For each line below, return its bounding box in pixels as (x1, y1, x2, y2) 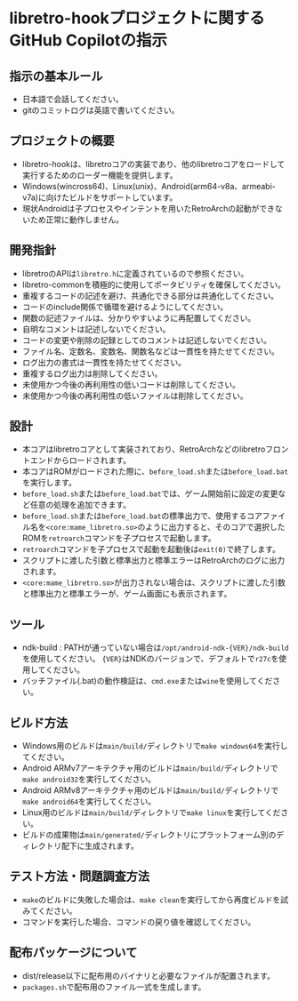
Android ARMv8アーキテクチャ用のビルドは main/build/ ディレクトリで (21, 785, 279, 796)
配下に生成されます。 (60, 841, 140, 852)
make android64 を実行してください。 (21, 797, 157, 807)
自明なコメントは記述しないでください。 (21, 324, 171, 334)
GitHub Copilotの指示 (9, 30, 167, 51)
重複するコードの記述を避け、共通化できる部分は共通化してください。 (21, 290, 278, 300)
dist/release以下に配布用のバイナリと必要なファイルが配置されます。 (21, 970, 276, 981)
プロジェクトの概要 (9, 133, 115, 148)
